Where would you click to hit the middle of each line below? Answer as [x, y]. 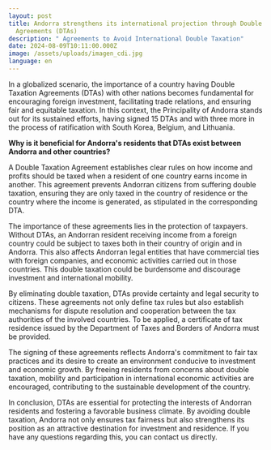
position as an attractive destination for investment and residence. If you [129, 428]
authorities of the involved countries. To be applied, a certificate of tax [125, 319]
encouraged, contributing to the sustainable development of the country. [129, 387]
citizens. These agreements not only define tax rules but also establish [126, 302]
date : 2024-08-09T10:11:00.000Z [63, 46]
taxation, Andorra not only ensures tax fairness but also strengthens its [127, 419]
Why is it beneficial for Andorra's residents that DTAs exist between [125, 143]
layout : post [30, 16]
